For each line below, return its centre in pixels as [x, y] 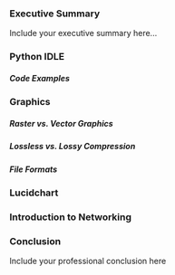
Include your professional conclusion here [88, 261]
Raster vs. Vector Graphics [61, 123]
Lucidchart [34, 193]
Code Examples [40, 78]
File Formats [34, 169]
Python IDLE [37, 57]
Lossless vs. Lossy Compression [73, 147]
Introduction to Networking [71, 217]
